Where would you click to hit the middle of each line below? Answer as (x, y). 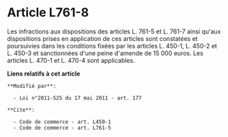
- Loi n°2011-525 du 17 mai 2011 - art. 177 (77, 98)
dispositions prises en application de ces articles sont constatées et (102, 38)
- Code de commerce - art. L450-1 (62, 122)
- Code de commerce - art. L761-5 (62, 127)
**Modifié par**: (32, 86)
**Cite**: (21, 110)
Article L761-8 (48, 13)
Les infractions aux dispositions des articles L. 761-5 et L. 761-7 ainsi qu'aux (114, 31)
